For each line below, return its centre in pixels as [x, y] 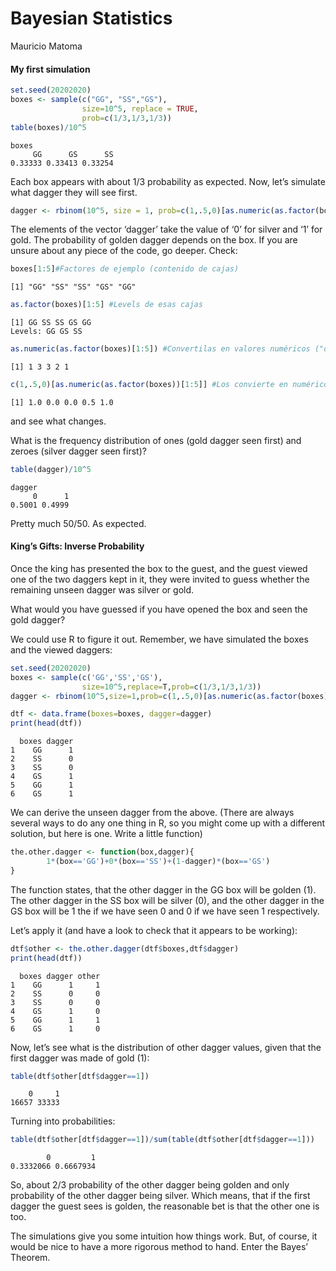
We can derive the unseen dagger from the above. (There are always [152, 813]
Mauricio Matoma [46, 46]
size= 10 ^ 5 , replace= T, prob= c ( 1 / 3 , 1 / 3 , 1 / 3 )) [171, 687]
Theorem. [30, 1258]
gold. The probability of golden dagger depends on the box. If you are [154, 240]
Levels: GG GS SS [46, 332]
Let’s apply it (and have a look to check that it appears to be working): [154, 930]
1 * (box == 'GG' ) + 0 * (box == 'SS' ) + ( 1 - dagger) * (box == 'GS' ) [158, 862]
